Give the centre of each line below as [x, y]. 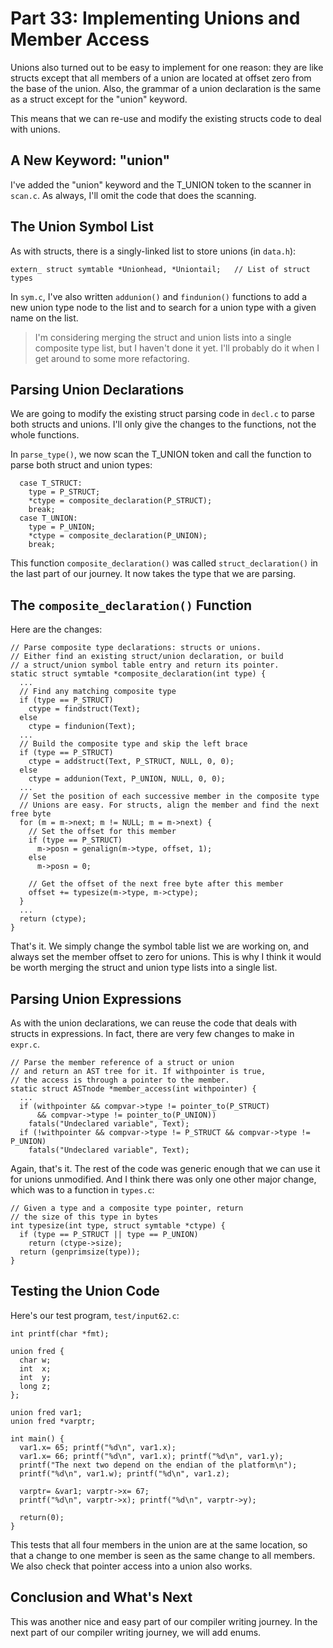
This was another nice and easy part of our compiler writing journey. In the [164, 1621]
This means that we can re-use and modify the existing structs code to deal [166, 118]
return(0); [42, 1517]
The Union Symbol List [82, 227]
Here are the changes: [56, 629]
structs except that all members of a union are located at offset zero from [161, 78]
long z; [35, 1386]
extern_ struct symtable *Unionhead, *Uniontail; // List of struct [160, 269]
